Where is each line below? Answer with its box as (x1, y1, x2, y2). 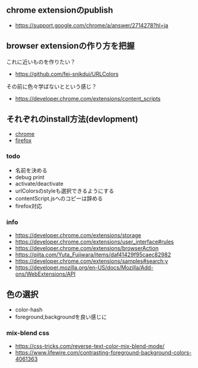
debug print (15, 173, 45, 180)
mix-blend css (6, 329, 50, 337)
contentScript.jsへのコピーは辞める (15, 194, 103, 202)
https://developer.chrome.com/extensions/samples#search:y (15, 257, 168, 265)
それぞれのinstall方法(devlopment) (6, 114, 138, 124)
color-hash (15, 305, 43, 313)
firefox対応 (15, 202, 43, 210)
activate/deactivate (15, 180, 64, 187)
